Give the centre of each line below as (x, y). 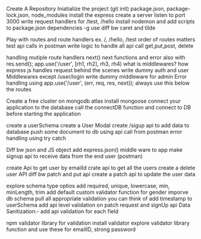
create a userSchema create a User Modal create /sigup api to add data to (98, 125)
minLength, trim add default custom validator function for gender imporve (97, 192)
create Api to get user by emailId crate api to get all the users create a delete (101, 168)
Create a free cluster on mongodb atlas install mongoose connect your (94, 101)
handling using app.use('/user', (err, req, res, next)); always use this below (98, 83)
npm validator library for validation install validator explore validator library (98, 223)
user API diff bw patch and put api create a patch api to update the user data (101, 174)
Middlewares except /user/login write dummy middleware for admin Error (97, 77)
